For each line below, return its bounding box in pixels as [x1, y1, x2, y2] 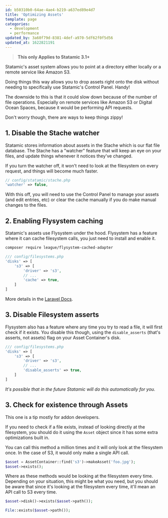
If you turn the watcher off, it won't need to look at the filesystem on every [5, 162, 159, 168]
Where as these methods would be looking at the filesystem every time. [5, 473, 153, 479]
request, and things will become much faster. [5, 168, 99, 174]
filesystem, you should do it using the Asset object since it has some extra [5, 429, 158, 435]
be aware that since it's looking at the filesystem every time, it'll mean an [5, 484, 155, 490]
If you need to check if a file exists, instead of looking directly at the [5, 423, 145, 430]
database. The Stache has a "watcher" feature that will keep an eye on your [5, 147, 161, 153]
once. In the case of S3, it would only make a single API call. [5, 450, 129, 456]
